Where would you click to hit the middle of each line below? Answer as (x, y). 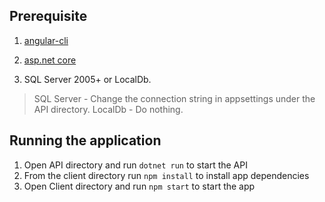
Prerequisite (48, 16)
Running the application (85, 140)
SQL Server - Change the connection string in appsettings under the (174, 98)
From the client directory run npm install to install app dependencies (166, 175)
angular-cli (46, 40)
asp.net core (50, 60)
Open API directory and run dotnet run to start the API (135, 165)
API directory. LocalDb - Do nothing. (108, 109)
